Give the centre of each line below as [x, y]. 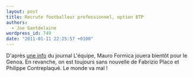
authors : [17, 22]
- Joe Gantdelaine [34, 28]
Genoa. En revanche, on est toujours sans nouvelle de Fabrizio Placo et [93, 62]
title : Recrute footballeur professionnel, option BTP [75, 17]
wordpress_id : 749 [29, 34]
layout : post [22, 11]
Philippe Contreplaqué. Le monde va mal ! [57, 68]
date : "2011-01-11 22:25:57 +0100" [50, 39]
